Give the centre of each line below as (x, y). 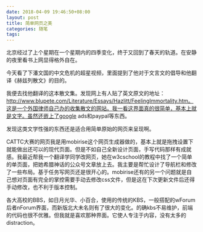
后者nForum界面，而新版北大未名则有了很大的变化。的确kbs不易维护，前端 (100, 208)
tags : (13, 35)
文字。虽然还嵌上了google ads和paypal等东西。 (71, 116)
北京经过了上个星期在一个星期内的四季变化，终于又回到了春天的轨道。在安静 (101, 53)
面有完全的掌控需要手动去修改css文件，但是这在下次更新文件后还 (108, 180)
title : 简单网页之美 (29, 23)
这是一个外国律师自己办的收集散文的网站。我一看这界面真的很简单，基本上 (99, 108)
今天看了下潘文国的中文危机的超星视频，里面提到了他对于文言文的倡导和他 (99, 73)
